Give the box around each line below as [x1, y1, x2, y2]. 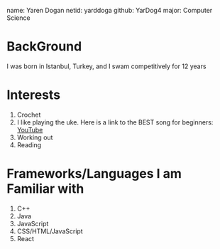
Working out [16, 133, 53, 142]
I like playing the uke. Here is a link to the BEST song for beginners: [16, 117, 214, 127]
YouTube [16, 125, 43, 134]
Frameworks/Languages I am [6, 166, 182, 182]
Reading [16, 140, 42, 149]
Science [6, 14, 31, 22]
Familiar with [6, 181, 84, 197]
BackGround [6, 38, 82, 55]
